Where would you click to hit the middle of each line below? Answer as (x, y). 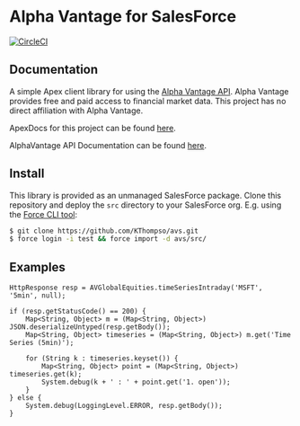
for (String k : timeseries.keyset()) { (102, 359)
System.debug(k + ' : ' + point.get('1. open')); (136, 382)
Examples (37, 267)
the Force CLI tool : (44, 214)
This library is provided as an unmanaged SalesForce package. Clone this (145, 195)
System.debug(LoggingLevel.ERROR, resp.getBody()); (124, 406)
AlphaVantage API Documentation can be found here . (108, 145)
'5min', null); (38, 296)
